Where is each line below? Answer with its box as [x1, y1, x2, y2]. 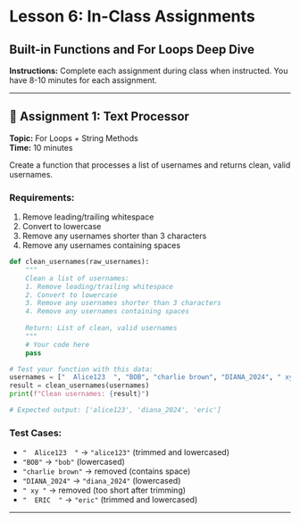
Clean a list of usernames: [25, 274, 129, 283]
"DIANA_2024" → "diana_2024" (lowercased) [21, 476, 181, 486]
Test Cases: [9, 427, 62, 439]
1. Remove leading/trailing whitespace [25, 282, 174, 291]
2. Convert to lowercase [25, 290, 118, 300]
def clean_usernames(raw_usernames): [9, 257, 150, 267]
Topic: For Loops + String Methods [9, 132, 138, 144]
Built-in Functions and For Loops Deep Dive [9, 42, 254, 57]
